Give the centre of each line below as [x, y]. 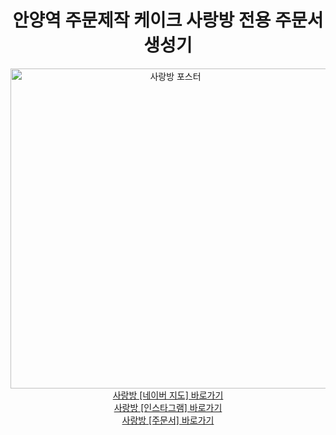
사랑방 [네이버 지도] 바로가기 [168, 395]
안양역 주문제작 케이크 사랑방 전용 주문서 [168, 20]
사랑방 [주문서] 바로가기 [168, 420]
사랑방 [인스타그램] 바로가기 [168, 407]
